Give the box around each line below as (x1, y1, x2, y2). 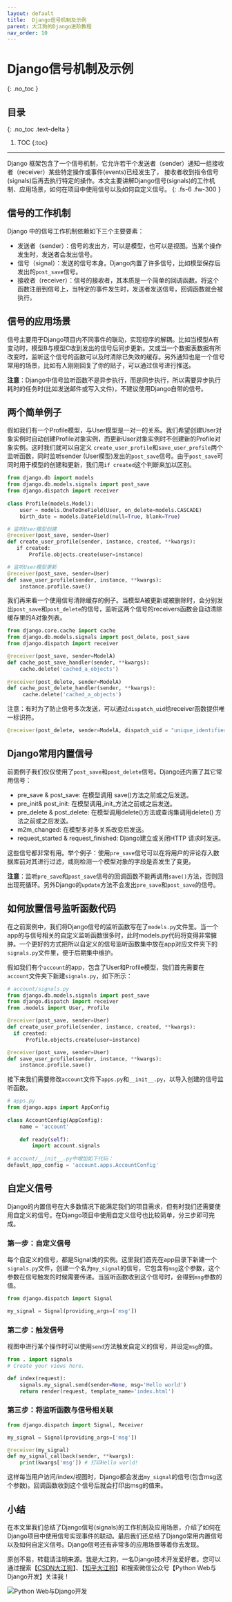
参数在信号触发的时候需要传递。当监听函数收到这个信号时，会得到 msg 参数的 (7, 1272, 222, 1281)
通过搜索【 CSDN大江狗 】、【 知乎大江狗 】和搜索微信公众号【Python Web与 (7, 1563, 217, 1572)
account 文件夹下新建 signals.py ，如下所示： (7, 971, 133, 980)
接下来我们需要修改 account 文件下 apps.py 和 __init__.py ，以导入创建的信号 (7, 1075, 217, 1083)
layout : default (7, 10, 54, 17)
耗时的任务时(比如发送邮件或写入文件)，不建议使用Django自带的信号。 (7, 384, 207, 392)
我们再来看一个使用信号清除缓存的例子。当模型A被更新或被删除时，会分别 (7, 596, 217, 604)
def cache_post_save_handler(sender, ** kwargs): (7, 659, 150, 666)
